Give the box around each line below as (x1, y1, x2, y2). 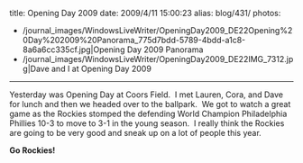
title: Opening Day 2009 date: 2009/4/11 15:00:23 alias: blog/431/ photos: (9, 8, 281, 18)
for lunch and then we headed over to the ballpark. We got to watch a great (9, 99, 291, 109)
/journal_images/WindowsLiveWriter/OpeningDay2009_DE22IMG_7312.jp (22, 54, 294, 64)
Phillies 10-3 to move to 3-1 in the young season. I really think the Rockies (9, 118, 285, 129)
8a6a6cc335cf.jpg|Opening (22, 44, 125, 55)
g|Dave (22, 63, 50, 74)
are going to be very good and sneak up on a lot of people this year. (9, 128, 262, 138)
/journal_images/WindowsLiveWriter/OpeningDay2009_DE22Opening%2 (22, 25, 293, 35)
